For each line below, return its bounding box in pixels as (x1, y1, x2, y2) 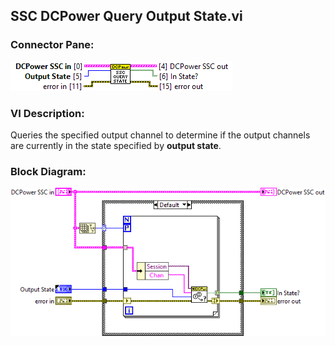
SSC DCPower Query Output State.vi (10, 8, 243, 25)
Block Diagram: (10, 164, 87, 178)
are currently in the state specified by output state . (10, 139, 222, 151)
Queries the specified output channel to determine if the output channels (10, 129, 311, 141)
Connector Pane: (10, 38, 95, 52)
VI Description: (10, 106, 85, 120)
